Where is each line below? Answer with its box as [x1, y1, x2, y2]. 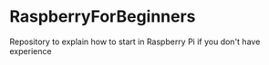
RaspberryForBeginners [9, 6, 196, 27]
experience [9, 45, 52, 56]
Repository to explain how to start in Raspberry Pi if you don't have [9, 36, 261, 47]
